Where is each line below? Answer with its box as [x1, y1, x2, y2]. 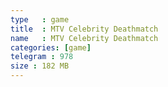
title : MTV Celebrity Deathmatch [10, 24, 159, 34]
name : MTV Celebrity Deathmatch [10, 33, 159, 43]
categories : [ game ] [10, 42, 92, 53]
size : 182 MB [10, 61, 70, 71]
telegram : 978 [10, 52, 74, 62]
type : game [10, 14, 70, 25]
